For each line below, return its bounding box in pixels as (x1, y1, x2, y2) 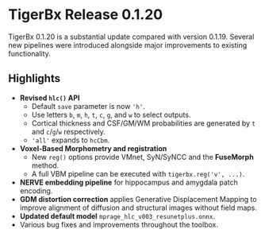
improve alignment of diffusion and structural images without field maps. (19, 203, 258, 212)
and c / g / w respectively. (31, 126, 106, 136)
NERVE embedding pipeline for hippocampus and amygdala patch (19, 177, 238, 187)
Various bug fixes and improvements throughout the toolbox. (19, 220, 218, 229)
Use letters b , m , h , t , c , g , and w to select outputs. (31, 110, 191, 119)
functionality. (8, 49, 52, 58)
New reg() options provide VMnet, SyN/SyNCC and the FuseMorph (31, 152, 254, 161)
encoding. (19, 185, 53, 196)
